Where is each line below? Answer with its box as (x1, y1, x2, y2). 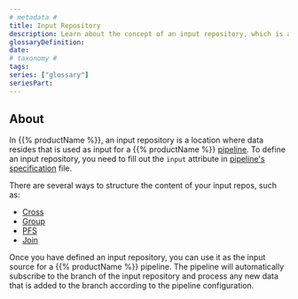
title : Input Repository (9, 21, 101, 30)
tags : (9, 63, 29, 72)
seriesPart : (9, 79, 53, 88)
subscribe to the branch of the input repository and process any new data (9, 271, 279, 281)
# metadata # (9, 12, 58, 22)
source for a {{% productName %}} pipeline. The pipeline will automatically (9, 262, 285, 272)
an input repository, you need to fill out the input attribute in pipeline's (9, 154, 265, 165)
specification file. (9, 163, 73, 173)
